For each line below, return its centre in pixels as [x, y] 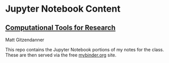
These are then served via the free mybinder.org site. [61, 55]
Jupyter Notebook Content [63, 9]
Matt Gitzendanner [25, 40]
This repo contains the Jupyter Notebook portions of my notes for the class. [85, 50]
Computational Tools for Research [60, 28]
